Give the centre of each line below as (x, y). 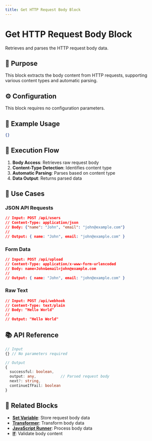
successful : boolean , (32, 372)
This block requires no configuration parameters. (55, 108)
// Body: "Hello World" (30, 310)
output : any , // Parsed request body (60, 377)
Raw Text (17, 291)
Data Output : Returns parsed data (47, 178)
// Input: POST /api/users (33, 218)
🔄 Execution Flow (32, 151)
